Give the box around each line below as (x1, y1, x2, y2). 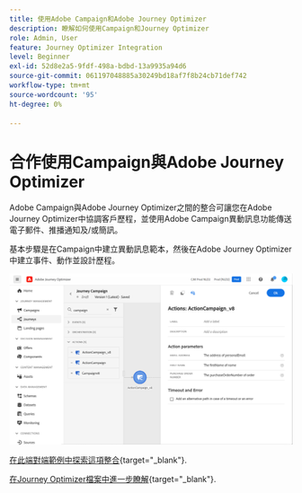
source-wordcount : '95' (9, 90, 99, 99)
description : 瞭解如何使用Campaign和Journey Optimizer (9, 23, 209, 33)
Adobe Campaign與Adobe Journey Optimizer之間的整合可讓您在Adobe (9, 202, 272, 213)
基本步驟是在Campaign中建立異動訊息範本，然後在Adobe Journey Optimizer (9, 243, 292, 255)
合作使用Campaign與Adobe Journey (9, 152, 285, 172)
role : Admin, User (9, 33, 78, 42)
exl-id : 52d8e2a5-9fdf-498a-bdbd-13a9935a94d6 (9, 62, 187, 71)
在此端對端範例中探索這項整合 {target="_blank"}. (9, 454, 187, 465)
